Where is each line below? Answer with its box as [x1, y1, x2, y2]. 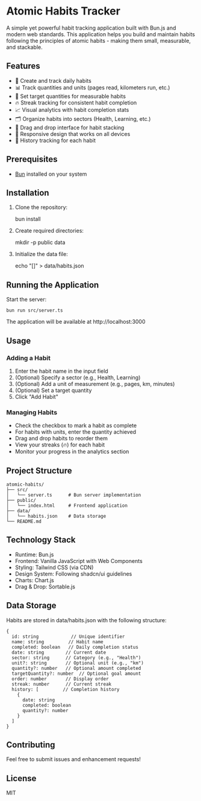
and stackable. [6, 43, 43, 51]
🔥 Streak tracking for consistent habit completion [14, 98, 137, 106]
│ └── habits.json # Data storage [6, 513, 107, 519]
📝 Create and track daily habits [14, 77, 91, 84]
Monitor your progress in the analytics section [14, 448, 129, 455]
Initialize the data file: [14, 251, 68, 258]
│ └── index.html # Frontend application [6, 503, 128, 509]
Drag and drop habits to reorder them [14, 435, 108, 442]
